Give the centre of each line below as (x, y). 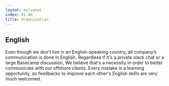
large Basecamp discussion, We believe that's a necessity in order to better (84, 63)
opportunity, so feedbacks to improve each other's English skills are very (81, 73)
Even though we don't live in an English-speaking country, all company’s (81, 52)
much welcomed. (23, 79)
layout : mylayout (24, 10)
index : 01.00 (19, 15)
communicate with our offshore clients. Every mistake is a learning (75, 68)
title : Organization (27, 19)
